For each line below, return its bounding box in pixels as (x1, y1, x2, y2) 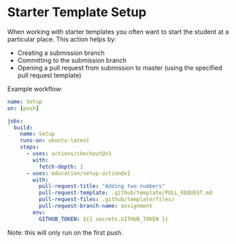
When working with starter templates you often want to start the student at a (7, 27, 229, 36)
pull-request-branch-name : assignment (38, 203, 153, 210)
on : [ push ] (7, 105, 39, 112)
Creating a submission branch (17, 49, 105, 57)
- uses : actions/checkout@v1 (25, 150, 112, 158)
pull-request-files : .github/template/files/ (38, 196, 175, 203)
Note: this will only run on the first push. (7, 228, 123, 236)
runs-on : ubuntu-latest (20, 137, 90, 144)
